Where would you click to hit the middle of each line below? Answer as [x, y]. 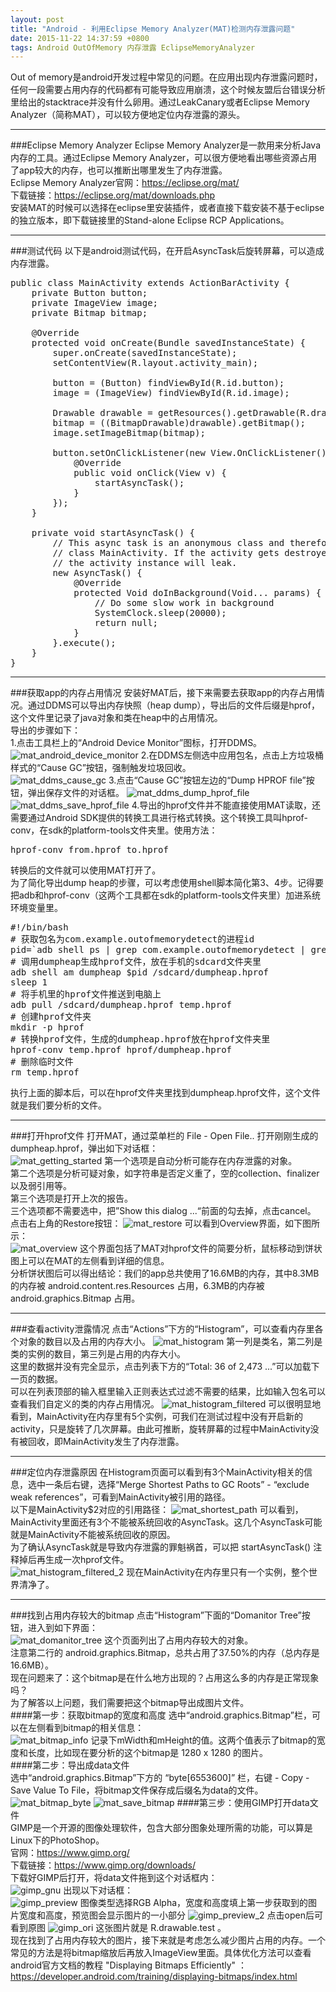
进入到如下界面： [62, 1628]
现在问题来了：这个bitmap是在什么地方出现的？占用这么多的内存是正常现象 [165, 1678]
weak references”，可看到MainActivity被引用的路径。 [121, 1497]
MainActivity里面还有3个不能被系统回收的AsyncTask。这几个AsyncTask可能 [166, 1522]
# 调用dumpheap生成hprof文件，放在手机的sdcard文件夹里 [136, 962]
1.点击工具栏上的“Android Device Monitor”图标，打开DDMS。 [136, 743]
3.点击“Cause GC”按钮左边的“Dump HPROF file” [207, 780]
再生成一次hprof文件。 [83, 1560]
